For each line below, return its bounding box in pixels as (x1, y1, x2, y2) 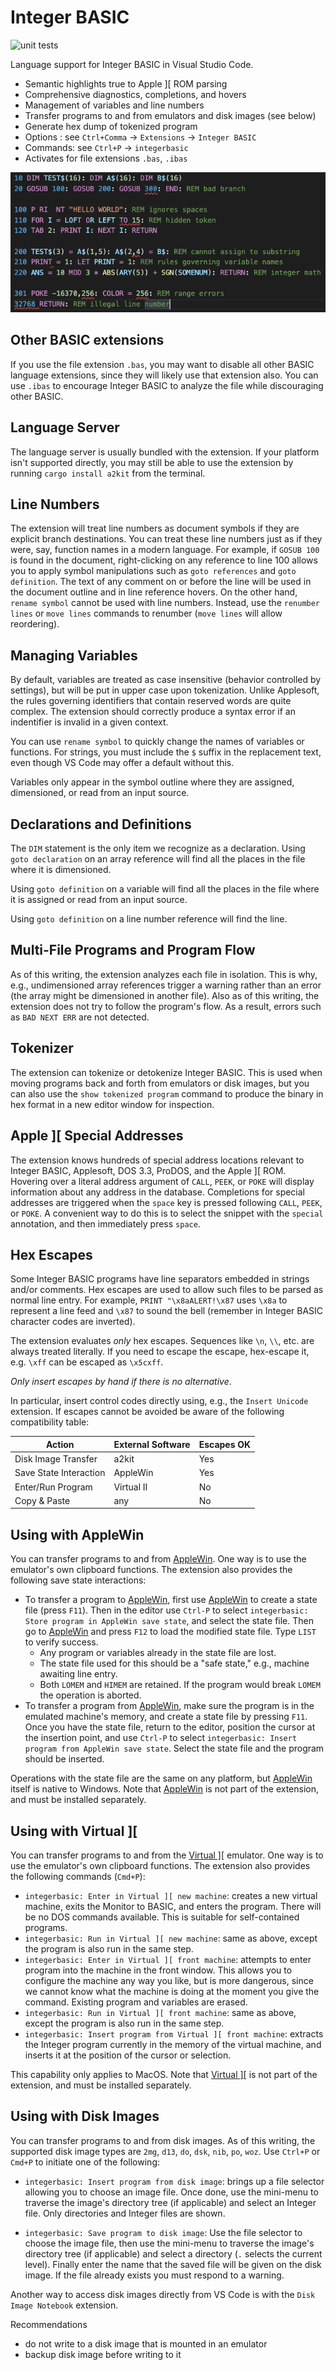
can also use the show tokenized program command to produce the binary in (10, 1087, 324, 1100)
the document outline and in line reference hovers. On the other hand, (10, 586, 298, 598)
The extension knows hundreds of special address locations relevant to (10, 1154, 305, 1166)
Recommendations (10, 2318, 88, 2330)
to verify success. (24, 1636, 99, 1648)
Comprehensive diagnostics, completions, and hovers (24, 88, 247, 100)
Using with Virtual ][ (10, 1822, 138, 1840)
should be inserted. (24, 1753, 105, 1765)
